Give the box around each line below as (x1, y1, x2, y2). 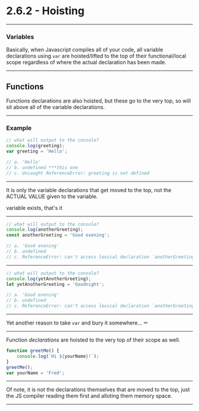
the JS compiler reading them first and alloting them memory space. (6, 393, 173, 400)
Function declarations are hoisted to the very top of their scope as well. (6, 336, 181, 343)
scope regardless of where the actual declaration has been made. (6, 59, 167, 66)
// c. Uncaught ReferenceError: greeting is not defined (6, 170, 150, 176)
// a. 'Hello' (6, 159, 41, 165)
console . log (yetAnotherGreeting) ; (6, 276, 92, 282)
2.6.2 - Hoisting (6, 4, 85, 18)
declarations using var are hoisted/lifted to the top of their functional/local (6, 52, 187, 60)
